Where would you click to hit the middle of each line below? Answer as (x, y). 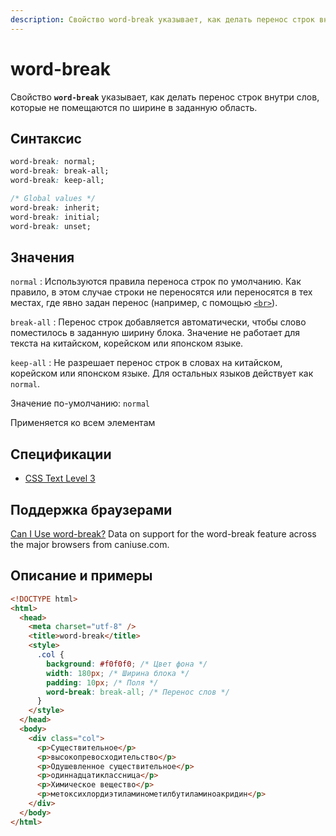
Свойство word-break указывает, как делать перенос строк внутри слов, (165, 97)
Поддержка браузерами (91, 509)
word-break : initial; (55, 217)
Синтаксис (46, 138)
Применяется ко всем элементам (83, 423)
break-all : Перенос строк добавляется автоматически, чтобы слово (158, 322)
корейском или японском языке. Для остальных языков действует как (162, 373)
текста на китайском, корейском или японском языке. (127, 343)
